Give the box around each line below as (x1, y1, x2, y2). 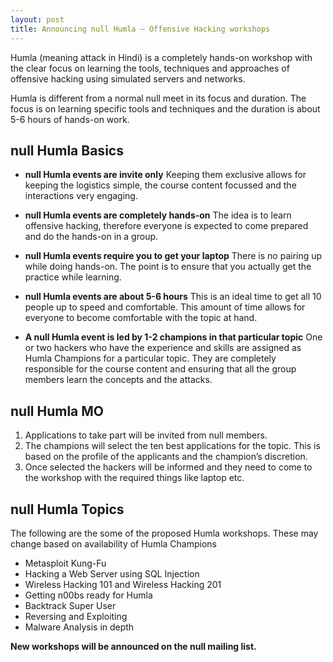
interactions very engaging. (24, 190, 138, 202)
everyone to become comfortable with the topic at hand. (24, 312, 258, 324)
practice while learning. (24, 271, 122, 283)
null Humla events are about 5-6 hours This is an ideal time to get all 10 (24, 291, 322, 303)
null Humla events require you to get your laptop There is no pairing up (24, 250, 323, 262)
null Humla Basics (10, 142, 124, 159)
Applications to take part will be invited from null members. (24, 429, 268, 441)
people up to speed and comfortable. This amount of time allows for (24, 301, 306, 313)
